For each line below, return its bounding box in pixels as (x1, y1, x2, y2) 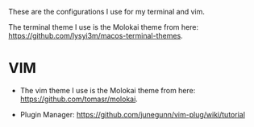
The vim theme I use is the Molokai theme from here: (19, 85, 196, 95)
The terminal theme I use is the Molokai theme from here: (8, 23, 199, 31)
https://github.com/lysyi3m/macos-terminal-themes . (8, 31, 183, 40)
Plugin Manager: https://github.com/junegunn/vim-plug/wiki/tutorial (19, 109, 246, 119)
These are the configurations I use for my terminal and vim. (8, 7, 206, 16)
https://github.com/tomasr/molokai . (19, 94, 139, 104)
